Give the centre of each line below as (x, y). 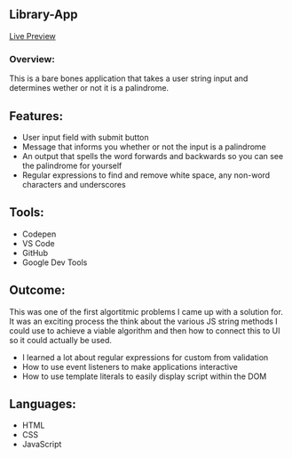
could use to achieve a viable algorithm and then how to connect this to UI (145, 330)
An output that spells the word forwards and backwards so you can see (153, 156)
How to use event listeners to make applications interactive (130, 366)
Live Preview (32, 36)
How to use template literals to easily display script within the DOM (144, 376)
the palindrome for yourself (72, 165)
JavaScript (42, 445)
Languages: (43, 404)
